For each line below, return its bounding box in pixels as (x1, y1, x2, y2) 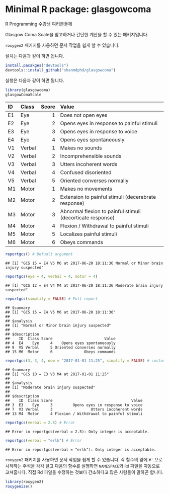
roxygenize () (5, 484, 33, 489)
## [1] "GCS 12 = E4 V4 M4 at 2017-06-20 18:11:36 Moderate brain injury (5, 283, 163, 288)
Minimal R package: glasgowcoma (5, 4, 151, 15)
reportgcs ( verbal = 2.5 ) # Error (5, 420, 75, 425)
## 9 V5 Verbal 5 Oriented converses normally (5, 345, 116, 350)
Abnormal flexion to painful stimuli (60, 208, 141, 215)
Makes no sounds (60, 144, 102, 151)
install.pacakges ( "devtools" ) (5, 63, 69, 68)
